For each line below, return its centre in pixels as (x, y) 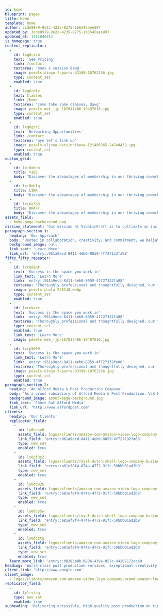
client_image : (19, 575)
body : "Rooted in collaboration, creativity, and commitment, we (77, 240)
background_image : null (33, 245)
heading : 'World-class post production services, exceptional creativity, (82, 565)
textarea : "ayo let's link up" (45, 141)
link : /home (26, 100)
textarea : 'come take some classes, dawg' (57, 105)
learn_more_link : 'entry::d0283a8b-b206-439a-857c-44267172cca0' (77, 561)
